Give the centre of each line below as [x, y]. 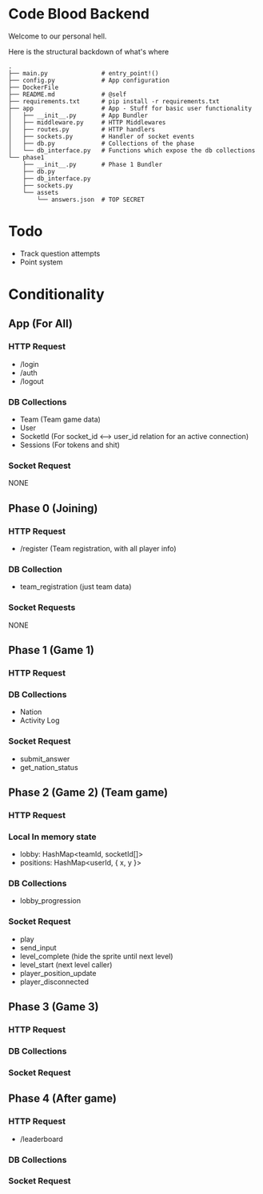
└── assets [41, 192]
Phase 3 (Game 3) [54, 1007]
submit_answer [45, 759]
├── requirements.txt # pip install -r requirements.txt [114, 101]
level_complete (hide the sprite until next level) [96, 956]
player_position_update [58, 973]
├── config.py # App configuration [89, 80]
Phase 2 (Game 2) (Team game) [88, 792]
